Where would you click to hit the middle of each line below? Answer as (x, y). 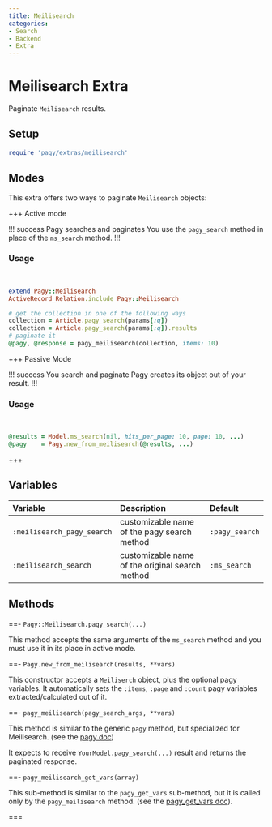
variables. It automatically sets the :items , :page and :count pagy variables (133, 688)
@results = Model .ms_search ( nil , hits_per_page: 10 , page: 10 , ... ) (126, 437)
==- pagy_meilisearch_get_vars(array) (74, 777)
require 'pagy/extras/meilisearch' (68, 152)
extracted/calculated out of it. (58, 696)
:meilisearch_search (52, 565)
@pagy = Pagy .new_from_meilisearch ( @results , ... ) (101, 444)
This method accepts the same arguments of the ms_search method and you (135, 639)
